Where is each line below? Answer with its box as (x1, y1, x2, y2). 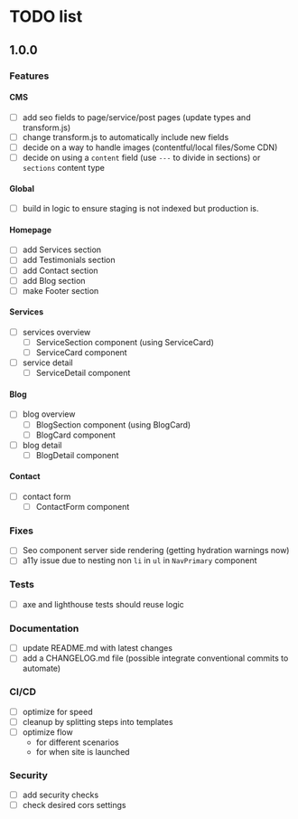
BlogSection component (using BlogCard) (35, 419, 191, 430)
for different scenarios (35, 737, 119, 748)
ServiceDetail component (35, 368, 131, 379)
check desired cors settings (22, 800, 126, 811)
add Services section (22, 244, 102, 255)
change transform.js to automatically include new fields (22, 131, 229, 142)
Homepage (9, 224, 52, 235)
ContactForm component (35, 502, 130, 513)
